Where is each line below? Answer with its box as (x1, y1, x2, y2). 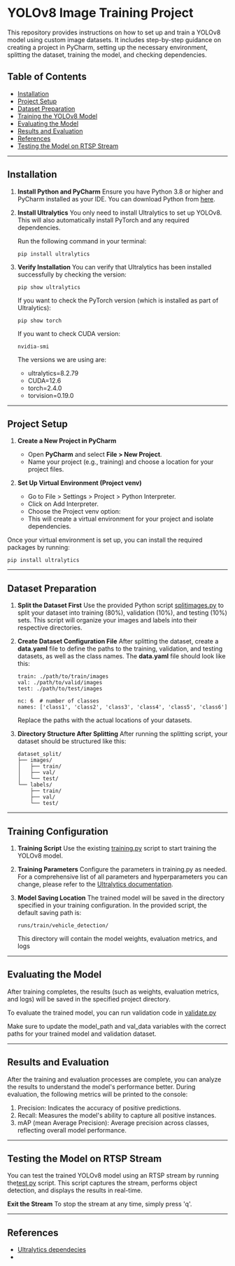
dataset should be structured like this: (17, 737, 127, 745)
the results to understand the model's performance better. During (7, 1082, 196, 1091)
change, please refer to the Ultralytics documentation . (17, 880, 173, 888)
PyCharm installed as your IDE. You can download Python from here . (17, 194, 215, 203)
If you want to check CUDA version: (17, 329, 121, 338)
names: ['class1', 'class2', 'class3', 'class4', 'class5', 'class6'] (17, 704, 228, 711)
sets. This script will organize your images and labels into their (17, 616, 197, 625)
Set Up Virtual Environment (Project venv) (17, 479, 142, 487)
